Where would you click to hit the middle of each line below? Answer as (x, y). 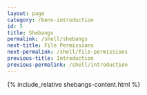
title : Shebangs (30, 33)
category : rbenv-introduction (51, 20)
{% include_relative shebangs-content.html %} (74, 84)
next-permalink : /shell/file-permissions (68, 52)
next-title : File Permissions (51, 45)
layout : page (26, 13)
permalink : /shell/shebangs (48, 39)
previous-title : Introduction (51, 59)
